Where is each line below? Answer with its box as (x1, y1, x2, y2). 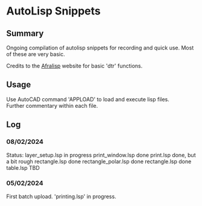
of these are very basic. (6, 51, 65, 58)
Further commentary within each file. (6, 102, 98, 109)
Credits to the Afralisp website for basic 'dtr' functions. (6, 62, 143, 69)
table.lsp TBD (6, 164, 40, 171)
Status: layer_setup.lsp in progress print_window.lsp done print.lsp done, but (6, 151, 196, 158)
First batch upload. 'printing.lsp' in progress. (6, 193, 116, 200)
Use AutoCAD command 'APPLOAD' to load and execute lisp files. (6, 95, 170, 103)
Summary (6, 28, 44, 39)
